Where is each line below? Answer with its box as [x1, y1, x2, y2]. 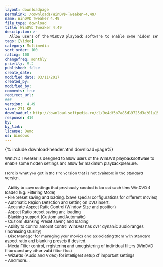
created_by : [5, 79, 29, 84]
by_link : [5, 124, 23, 129]
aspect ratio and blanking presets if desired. [5, 238, 87, 244]
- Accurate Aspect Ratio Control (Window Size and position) [5, 204, 116, 210]
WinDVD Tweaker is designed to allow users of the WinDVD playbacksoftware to [5, 156, 154, 161]
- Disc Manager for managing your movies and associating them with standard [5, 234, 151, 239]
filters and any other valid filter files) [5, 248, 72, 253]
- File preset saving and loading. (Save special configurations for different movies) [5, 195, 158, 200]
